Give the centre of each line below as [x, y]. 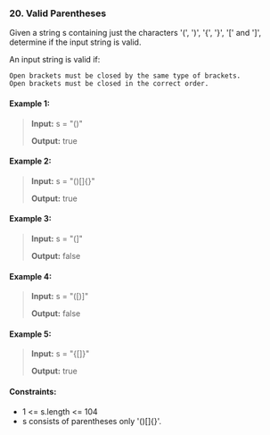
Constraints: [33, 391]
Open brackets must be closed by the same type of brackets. [125, 76]
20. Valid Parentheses [58, 13]
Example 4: [30, 276]
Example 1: [30, 103]
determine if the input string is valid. [75, 42]
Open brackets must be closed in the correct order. [109, 84]
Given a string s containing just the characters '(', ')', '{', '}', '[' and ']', [135, 33]
